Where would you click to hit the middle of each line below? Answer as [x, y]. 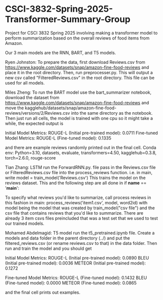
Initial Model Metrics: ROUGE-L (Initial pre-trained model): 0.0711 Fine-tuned [81, 133]
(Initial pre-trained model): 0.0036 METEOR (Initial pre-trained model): [75, 263]
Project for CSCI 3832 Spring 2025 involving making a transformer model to [81, 33]
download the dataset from [32, 97]
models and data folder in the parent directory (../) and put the [68, 238]
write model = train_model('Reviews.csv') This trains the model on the [75, 178]
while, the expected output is [34, 123]
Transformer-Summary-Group [68, 19]
